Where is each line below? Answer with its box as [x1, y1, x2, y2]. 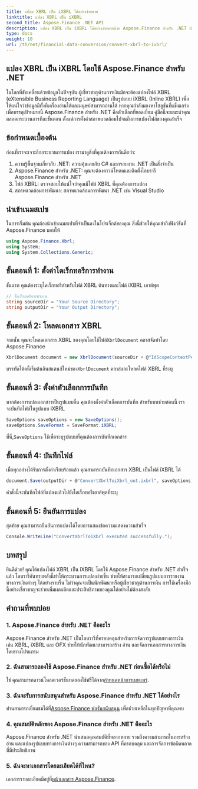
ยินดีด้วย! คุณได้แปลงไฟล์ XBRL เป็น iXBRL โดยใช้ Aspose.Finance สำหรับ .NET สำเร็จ [6, 565, 189, 573]
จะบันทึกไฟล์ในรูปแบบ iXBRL [6, 405, 65, 412]
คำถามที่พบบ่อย [6, 603, 50, 613]
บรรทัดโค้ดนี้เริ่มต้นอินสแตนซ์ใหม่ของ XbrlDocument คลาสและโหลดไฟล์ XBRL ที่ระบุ [6, 365, 173, 373]
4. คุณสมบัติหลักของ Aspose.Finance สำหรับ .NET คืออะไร [6, 720, 153, 728]
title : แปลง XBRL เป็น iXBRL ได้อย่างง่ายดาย [6, 8, 98, 15]
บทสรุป [6, 550, 27, 560]
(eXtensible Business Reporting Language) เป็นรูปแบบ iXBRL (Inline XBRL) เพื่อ [6, 95, 190, 102]
